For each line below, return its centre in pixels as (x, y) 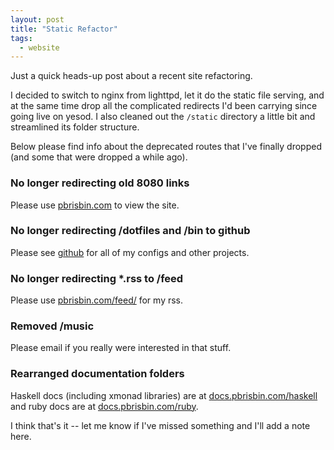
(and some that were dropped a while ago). (99, 157)
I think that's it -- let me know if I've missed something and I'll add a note (160, 425)
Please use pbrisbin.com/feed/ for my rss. (97, 300)
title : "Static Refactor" (64, 29)
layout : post (37, 19)
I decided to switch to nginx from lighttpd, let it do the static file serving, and (167, 95)
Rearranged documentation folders (97, 374)
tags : (21, 38)
